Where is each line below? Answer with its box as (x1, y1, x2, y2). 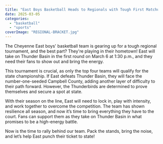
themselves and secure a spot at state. (5, 89, 82, 94)
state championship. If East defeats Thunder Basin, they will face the (5, 73, 142, 79)
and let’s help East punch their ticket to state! (5, 133, 95, 139)
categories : (5, 16, 29, 21)
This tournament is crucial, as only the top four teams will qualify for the (5, 68, 149, 73)
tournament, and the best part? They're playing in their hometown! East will (5, 48, 155, 54)
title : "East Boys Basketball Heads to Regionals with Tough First (5, 7, 145, 12)
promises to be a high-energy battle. (5, 119, 79, 125)
